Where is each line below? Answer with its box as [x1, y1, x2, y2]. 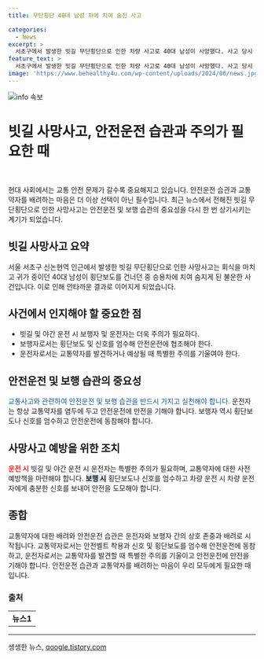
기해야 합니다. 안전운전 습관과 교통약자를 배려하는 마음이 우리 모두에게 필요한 [8, 560, 244, 570]
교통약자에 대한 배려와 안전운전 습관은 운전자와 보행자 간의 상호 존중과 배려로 [8, 531, 244, 540]
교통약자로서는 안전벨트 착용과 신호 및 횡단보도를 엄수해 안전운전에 [37, 540, 241, 550]
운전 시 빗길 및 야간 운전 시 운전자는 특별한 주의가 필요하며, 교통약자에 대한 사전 [8, 463, 251, 473]
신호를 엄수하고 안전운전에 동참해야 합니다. [22, 416, 153, 425]
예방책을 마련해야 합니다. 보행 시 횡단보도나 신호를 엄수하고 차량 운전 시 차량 [8, 473, 240, 483]
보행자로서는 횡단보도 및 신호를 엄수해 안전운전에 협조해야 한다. [19, 339, 214, 348]
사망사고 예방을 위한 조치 [8, 441, 120, 455]
